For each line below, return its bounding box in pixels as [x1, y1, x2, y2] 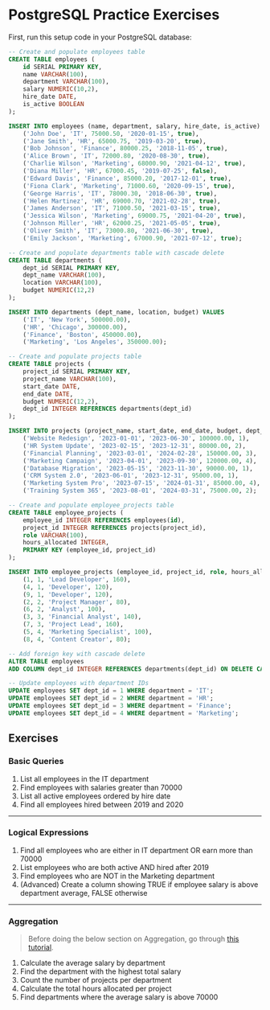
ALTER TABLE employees [8, 657, 84, 665]
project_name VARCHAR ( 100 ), [22, 375, 117, 383]
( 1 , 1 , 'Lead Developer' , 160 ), [22, 575, 131, 584]
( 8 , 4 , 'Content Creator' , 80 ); [22, 635, 131, 643]
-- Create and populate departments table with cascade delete [8, 248, 225, 257]
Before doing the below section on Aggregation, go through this [27, 934, 239, 944]
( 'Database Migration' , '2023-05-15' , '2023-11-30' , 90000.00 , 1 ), [22, 464, 253, 472]
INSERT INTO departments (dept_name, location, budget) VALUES [8, 308, 225, 316]
